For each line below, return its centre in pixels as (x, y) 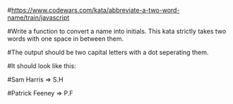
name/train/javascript (38, 18)
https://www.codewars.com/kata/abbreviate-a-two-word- (95, 10)
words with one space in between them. (66, 39)
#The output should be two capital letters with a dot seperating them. (108, 52)
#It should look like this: (42, 66)
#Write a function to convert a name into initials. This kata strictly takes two (117, 31)
